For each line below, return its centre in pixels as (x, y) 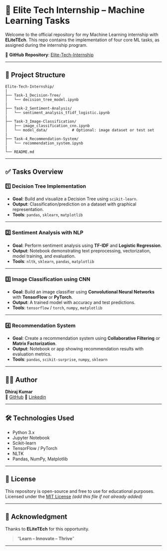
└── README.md (20, 152)
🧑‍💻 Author (21, 380)
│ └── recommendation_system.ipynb (44, 143)
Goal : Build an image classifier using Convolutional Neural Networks (83, 292)
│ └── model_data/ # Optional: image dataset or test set (80, 130)
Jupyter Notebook (31, 438)
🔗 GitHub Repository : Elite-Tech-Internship (49, 55)
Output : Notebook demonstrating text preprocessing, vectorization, (82, 250)
